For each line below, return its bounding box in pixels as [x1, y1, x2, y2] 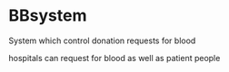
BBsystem [8, 5, 87, 26]
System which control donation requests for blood [8, 35, 196, 46]
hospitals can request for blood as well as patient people [8, 52, 221, 63]
